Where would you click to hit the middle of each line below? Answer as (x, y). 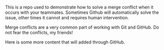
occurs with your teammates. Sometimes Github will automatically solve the (82, 12)
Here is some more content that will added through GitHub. (65, 42)
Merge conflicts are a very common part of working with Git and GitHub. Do (82, 27)
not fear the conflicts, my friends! (39, 32)
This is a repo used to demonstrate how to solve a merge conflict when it (79, 7)
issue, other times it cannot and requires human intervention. (67, 18)
